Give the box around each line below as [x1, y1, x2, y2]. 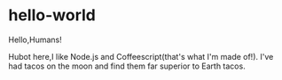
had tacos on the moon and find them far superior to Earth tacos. [8, 61, 246, 71]
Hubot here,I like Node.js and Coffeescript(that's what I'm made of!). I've [8, 51, 274, 62]
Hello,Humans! [8, 34, 63, 45]
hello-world [8, 5, 97, 25]
